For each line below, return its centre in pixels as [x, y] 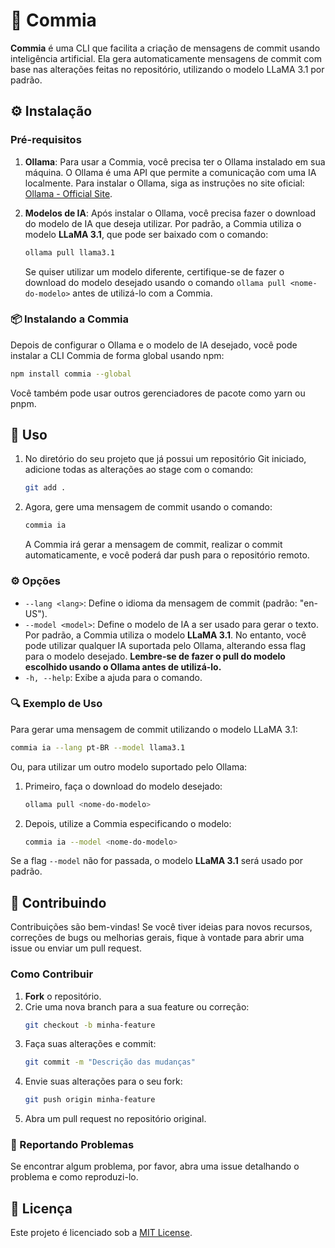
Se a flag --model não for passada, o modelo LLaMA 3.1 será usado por [157, 861]
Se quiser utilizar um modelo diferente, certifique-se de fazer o [154, 271]
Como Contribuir [52, 974]
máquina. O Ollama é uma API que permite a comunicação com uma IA [170, 172]
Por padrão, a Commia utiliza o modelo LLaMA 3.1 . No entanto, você [165, 635]
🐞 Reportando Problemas [72, 1145]
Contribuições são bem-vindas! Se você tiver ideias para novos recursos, [161, 927]
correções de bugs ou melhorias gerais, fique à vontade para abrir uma [157, 938]
